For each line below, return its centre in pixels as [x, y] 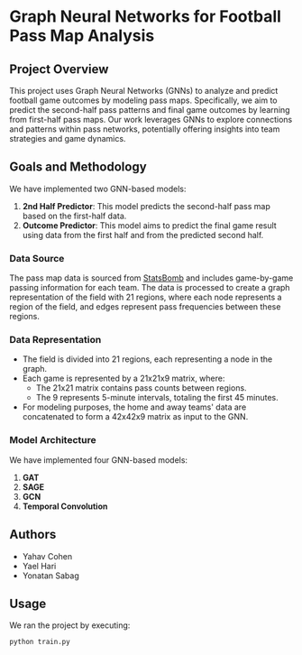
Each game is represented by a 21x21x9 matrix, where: [124, 378]
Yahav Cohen [47, 556]
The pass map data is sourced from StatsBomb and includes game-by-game [151, 278]
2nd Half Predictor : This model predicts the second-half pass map [146, 206]
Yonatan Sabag [50, 576]
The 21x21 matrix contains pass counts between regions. [141, 388]
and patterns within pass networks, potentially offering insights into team [145, 129]
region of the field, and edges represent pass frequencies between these [145, 307]
